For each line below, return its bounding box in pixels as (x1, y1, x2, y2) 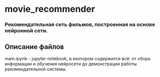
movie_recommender (4, 3, 95, 15)
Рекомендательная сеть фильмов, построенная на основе (4, 21, 156, 28)
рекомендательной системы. (4, 66, 67, 72)
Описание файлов (4, 42, 64, 51)
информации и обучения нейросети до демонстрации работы (4, 61, 137, 67)
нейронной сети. (4, 27, 48, 34)
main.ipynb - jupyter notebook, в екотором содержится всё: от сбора (4, 55, 151, 61)
